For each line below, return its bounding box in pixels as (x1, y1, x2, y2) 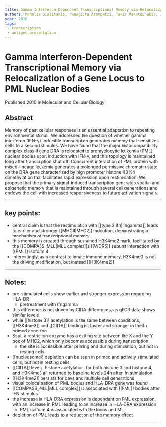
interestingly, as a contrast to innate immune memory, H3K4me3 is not (12, 253, 156, 260)
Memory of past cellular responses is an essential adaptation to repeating (5, 127, 155, 133)
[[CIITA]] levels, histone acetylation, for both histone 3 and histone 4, (12, 365, 153, 371)
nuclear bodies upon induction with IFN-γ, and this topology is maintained (5, 153, 156, 159)
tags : (5, 21, 16, 26)
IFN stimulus (12, 391, 38, 397)
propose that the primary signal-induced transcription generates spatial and (5, 179, 160, 186)
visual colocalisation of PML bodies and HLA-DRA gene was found (12, 380, 148, 386)
